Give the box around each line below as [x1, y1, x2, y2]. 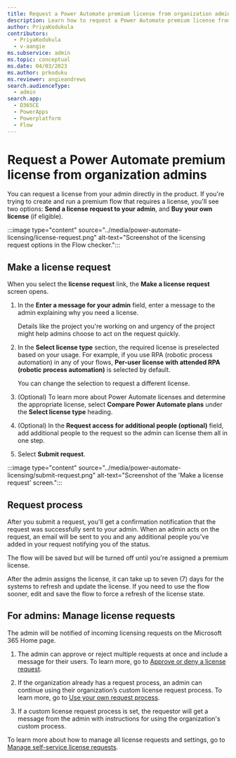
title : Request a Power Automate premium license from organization [7, 10, 212, 18]
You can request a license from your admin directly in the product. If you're [7, 190, 225, 198]
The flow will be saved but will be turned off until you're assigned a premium [7, 553, 228, 563]
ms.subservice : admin [7, 50, 71, 57]
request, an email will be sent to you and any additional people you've [7, 532, 209, 541]
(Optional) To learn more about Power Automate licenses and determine [17, 393, 226, 402]
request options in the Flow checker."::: [7, 240, 121, 250]
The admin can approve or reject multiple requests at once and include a [17, 650, 228, 658]
